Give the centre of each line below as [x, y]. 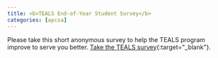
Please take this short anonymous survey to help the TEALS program [106, 39]
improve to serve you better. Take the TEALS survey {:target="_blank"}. [109, 47]
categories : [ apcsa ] [37, 20]
